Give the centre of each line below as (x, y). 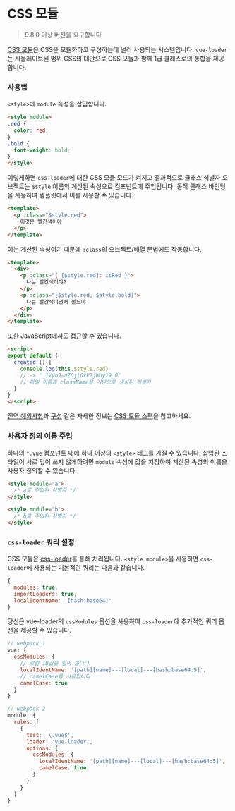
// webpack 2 (26, 709)
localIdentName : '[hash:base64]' (63, 600)
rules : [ (26, 722)
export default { (33, 356)
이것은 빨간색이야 (41, 221)
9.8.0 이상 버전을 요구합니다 (63, 35)
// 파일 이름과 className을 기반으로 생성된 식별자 (86, 382)
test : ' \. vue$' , (50, 735)
